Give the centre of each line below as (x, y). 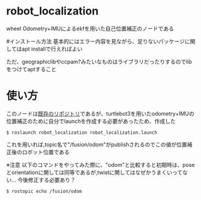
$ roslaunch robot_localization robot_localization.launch (82, 133)
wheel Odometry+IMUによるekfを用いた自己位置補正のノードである (90, 28)
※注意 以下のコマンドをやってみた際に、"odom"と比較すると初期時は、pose (100, 164)
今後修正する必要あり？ (47, 180)
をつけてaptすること (32, 69)
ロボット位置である (46, 152)
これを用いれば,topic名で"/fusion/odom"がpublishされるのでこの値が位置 (97, 144)
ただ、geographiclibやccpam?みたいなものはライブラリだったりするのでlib (99, 61)
